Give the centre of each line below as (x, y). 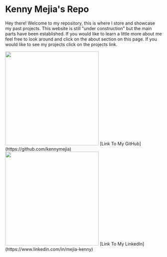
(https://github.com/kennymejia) (38, 149)
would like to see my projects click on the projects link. (61, 44)
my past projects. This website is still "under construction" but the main (79, 28)
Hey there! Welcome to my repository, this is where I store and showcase (80, 23)
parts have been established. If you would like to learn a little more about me (83, 34)
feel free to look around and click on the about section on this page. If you (81, 39)
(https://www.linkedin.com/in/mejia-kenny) (49, 249)
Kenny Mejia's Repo (47, 9)
